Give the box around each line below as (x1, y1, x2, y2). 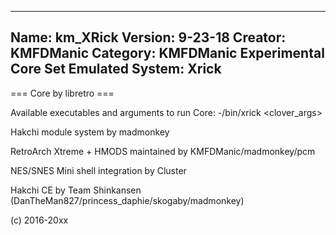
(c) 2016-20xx (10, 214, 69, 226)
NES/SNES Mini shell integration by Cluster (10, 164, 187, 176)
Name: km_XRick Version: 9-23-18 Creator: (10, 29, 287, 46)
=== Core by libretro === (10, 87, 115, 99)
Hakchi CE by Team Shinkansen (10, 184, 142, 196)
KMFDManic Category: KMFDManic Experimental (10, 45, 325, 62)
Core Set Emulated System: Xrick (10, 61, 222, 78)
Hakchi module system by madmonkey (10, 126, 170, 138)
